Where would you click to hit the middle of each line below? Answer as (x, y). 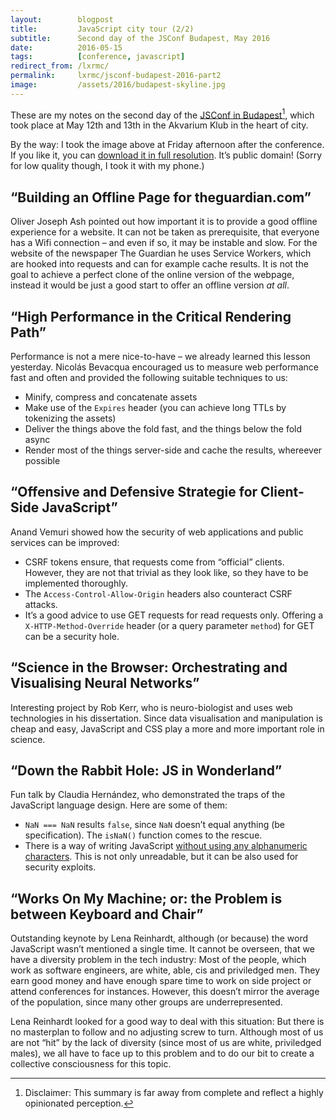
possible (42, 461)
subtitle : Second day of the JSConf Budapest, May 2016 (140, 38)
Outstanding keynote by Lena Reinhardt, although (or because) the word (159, 938)
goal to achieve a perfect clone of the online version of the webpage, (152, 275)
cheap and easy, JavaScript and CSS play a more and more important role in (167, 728)
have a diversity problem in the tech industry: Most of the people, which (158, 960)
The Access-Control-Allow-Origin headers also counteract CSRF (158, 593)
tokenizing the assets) (70, 418)
